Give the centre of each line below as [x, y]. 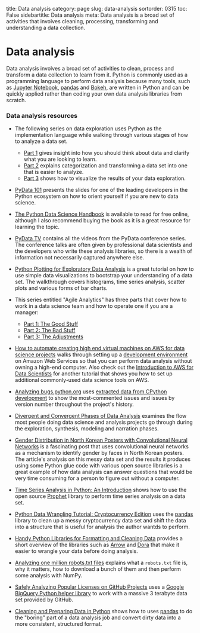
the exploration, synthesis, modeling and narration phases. [87, 429]
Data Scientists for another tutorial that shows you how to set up [93, 374]
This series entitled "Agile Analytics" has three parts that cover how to [101, 300]
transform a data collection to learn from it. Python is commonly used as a [97, 75]
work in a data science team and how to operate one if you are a [94, 306]
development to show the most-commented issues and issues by [95, 398]
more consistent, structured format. [58, 624]
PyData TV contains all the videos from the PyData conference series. [100, 238]
